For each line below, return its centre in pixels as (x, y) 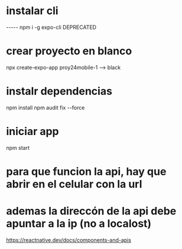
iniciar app (32, 132)
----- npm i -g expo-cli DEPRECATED (51, 27)
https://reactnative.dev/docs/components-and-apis (69, 240)
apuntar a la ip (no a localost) (79, 224)
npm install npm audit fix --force (45, 107)
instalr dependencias (59, 91)
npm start (18, 148)
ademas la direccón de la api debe (91, 211)
